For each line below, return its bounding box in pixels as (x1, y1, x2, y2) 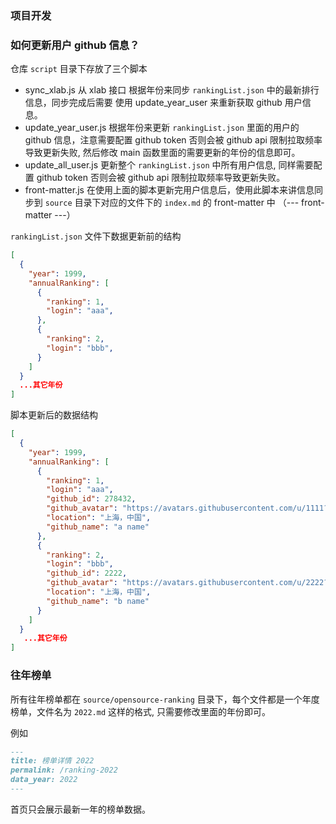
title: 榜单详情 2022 (10, 756, 95, 766)
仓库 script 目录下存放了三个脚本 (10, 63, 148, 75)
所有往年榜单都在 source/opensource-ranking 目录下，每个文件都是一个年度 (10, 693, 320, 705)
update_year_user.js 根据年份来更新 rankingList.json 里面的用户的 (24, 122, 300, 134)
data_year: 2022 (10, 775, 78, 785)
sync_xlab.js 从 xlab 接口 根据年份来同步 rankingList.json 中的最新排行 (24, 84, 320, 96)
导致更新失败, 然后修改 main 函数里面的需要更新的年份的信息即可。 (24, 147, 301, 159)
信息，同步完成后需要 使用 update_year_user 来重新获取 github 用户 (24, 97, 303, 109)
